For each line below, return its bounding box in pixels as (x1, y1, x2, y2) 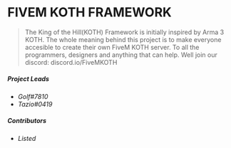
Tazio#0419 (17, 100, 53, 108)
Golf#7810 (17, 92, 48, 100)
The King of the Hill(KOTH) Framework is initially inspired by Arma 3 (24, 28, 225, 36)
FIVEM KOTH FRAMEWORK (7, 4, 173, 21)
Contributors (7, 116, 47, 125)
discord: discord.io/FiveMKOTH (24, 58, 118, 66)
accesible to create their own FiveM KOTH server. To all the (24, 43, 200, 51)
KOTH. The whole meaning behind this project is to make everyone (24, 35, 222, 43)
